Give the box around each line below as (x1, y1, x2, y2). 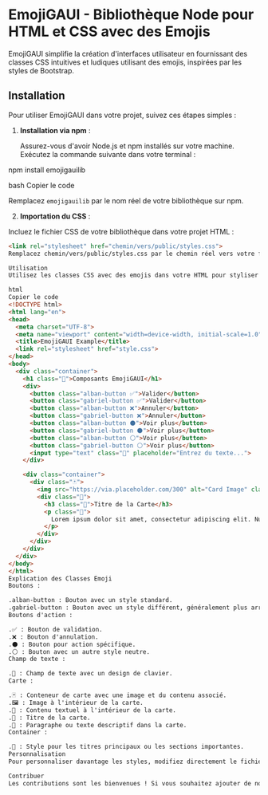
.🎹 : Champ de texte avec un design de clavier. (8, 670, 173, 678)
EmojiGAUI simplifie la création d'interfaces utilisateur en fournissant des (8, 49, 248, 58)
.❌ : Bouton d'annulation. (8, 632, 99, 641)
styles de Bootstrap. (8, 65, 74, 75)
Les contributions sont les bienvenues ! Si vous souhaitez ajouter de (8, 779, 251, 787)
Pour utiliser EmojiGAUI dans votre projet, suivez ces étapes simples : (8, 110, 237, 120)
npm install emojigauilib (8, 165, 86, 175)
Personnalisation (8, 750, 66, 758)
